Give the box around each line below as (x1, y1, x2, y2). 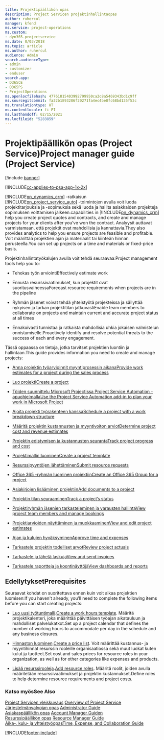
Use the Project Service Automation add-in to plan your (40, 394, 152, 399)
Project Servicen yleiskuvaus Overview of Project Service (5, 699, 121, 705)
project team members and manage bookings (12, 510, 104, 516)
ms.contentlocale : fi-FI (5, 107, 56, 113)
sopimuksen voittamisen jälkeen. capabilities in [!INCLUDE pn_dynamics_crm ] (5, 209, 160, 215)
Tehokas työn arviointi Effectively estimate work (12, 270, 108, 276)
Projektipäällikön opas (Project (5, 138, 133, 148)
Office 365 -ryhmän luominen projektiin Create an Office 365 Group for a (12, 471, 158, 477)
